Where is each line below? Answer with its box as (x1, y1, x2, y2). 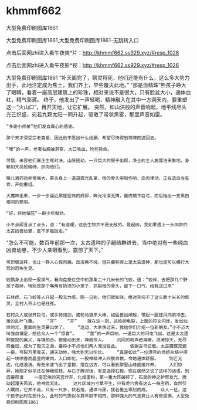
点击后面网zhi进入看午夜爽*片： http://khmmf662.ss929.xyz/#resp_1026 (6, 49, 179, 56)
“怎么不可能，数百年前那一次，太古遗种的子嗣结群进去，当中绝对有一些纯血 (6, 239, 189, 246)
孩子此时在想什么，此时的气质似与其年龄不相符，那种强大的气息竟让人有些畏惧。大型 (10, 393, 185, 399)
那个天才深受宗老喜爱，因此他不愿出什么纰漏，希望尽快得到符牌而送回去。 (6, 135, 159, 141)
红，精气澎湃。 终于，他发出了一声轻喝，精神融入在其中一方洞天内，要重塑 (6, 96, 188, 103)
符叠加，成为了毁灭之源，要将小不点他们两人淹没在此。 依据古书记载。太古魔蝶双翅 (6, 343, 187, 349)
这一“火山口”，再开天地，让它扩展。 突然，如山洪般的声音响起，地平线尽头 (6, 103, 187, 110)
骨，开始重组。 (6, 181, 37, 187)
